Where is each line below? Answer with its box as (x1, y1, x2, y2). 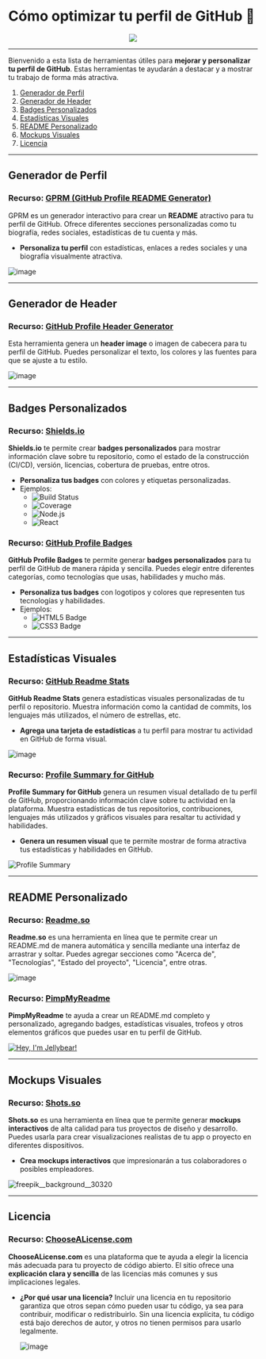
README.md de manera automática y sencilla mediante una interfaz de (8, 940, 241, 950)
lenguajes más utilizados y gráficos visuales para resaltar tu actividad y (8, 813, 241, 822)
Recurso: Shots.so (8, 1097, 81, 1108)
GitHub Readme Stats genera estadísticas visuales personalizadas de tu (8, 693, 245, 702)
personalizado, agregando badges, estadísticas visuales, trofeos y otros (8, 1019, 244, 1029)
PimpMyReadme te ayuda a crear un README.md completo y (8, 1011, 211, 1020)
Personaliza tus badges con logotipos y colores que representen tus (19, 588, 245, 597)
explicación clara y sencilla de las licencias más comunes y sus (8, 1269, 218, 1278)
